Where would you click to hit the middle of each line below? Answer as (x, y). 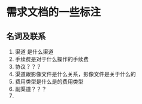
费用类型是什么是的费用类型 (49, 82)
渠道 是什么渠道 (34, 52)
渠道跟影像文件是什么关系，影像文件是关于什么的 (75, 74)
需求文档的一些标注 (54, 12)
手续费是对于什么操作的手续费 (52, 59)
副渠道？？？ (31, 89)
